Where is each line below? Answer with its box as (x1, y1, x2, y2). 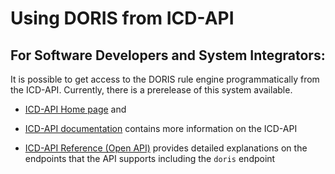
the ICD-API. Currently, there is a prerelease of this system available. (10, 84, 293, 96)
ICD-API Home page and (24, 103, 127, 115)
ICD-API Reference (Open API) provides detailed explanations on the (24, 142, 308, 154)
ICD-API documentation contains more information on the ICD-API (24, 123, 298, 134)
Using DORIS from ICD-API (10, 7, 235, 30)
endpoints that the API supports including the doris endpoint (24, 153, 276, 164)
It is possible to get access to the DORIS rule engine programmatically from (10, 73, 320, 85)
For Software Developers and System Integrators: (10, 47, 326, 64)
